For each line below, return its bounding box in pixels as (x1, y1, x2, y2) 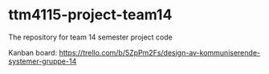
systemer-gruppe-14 (8, 56, 77, 66)
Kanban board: (8, 47, 58, 57)
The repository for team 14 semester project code (8, 32, 173, 42)
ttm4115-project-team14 (8, 6, 173, 24)
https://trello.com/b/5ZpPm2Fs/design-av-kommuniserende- (59, 47, 261, 57)
